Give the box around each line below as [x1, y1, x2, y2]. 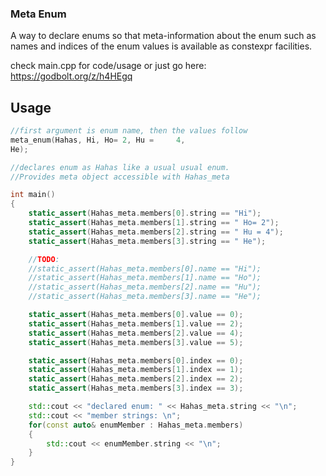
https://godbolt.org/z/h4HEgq [10, 70, 133, 82]
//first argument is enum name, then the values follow [10, 126, 248, 136]
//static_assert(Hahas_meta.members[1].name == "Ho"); [28, 273, 262, 283]
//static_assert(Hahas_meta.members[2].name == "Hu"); [28, 282, 262, 292]
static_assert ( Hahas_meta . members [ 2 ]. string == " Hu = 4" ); [28, 227, 284, 237]
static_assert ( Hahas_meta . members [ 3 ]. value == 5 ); [28, 337, 244, 347]
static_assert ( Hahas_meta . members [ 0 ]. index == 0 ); [28, 355, 244, 366]
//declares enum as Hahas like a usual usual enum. [10, 162, 230, 172]
